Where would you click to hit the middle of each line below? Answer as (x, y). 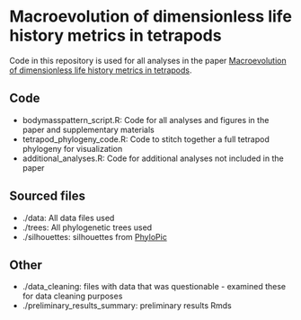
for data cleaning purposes (72, 296)
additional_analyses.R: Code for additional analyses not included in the (153, 158)
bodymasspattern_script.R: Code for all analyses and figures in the (146, 120)
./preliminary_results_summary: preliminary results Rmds (127, 306)
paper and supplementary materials (88, 129)
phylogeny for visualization (72, 148)
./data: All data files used (68, 218)
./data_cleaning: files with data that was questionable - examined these (154, 287)
